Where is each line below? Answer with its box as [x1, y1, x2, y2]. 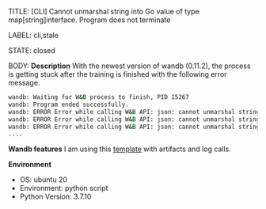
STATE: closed [8, 46, 55, 55]
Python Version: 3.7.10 [19, 192, 92, 201]
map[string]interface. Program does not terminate [8, 15, 171, 25]
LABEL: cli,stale [8, 31, 59, 40]
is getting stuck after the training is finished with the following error [8, 70, 227, 78]
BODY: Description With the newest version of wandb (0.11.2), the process [8, 61, 251, 70]
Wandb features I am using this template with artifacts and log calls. [8, 144, 231, 154]
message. [8, 78, 40, 87]
